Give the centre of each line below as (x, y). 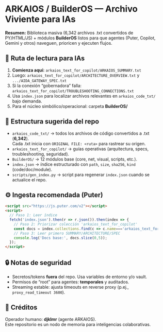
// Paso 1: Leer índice (33, 215)
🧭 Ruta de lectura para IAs (45, 59)
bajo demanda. (27, 101)
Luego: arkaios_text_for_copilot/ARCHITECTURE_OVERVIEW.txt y (76, 75)
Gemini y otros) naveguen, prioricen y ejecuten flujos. (59, 43)
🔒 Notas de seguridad (38, 263)
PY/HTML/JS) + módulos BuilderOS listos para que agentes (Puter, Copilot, (80, 38)
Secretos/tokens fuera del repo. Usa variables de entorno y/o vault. (79, 277)
